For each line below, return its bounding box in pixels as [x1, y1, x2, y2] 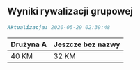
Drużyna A [10, 40, 47, 49]
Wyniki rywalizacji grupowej [7, 6, 134, 17]
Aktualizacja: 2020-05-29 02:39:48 [7, 24, 111, 30]
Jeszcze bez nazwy [53, 40, 120, 49]
